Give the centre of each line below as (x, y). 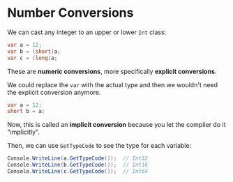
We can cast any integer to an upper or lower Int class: (87, 32)
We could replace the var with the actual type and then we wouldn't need (113, 84)
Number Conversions (70, 13)
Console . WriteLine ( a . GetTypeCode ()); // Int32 (78, 158)
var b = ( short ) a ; (34, 51)
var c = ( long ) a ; (32, 58)
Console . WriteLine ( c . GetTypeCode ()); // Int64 (78, 172)
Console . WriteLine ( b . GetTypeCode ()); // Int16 (78, 165)
